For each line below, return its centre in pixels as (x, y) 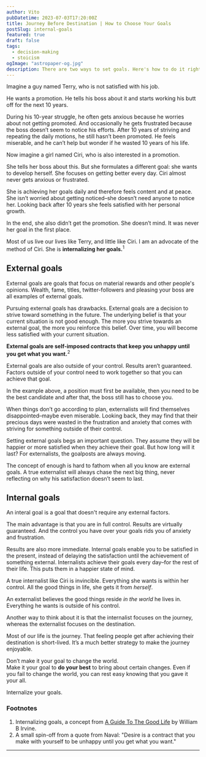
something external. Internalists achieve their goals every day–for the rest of (103, 562)
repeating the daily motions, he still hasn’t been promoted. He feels (91, 136)
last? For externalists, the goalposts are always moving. (76, 453)
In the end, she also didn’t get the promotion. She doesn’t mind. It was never (103, 223)
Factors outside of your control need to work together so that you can (94, 372)
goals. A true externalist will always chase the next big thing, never (91, 472)
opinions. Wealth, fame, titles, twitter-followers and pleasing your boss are (100, 290)
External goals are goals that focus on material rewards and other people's (101, 283)
